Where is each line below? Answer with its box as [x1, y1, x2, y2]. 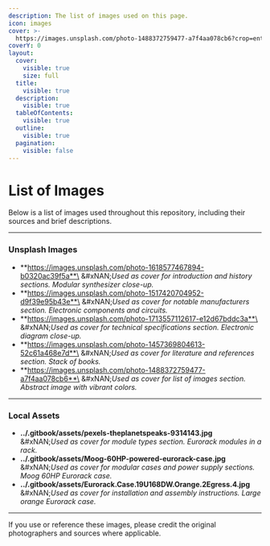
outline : [15, 124, 45, 132]
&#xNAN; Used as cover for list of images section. [81, 374, 247, 383]
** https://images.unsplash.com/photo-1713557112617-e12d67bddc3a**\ [19, 313, 259, 323]
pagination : [15, 139, 56, 147]
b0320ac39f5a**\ [19, 271, 80, 280]
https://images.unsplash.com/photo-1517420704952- [27, 287, 205, 298]
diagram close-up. [19, 331, 82, 341]
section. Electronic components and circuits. [19, 305, 168, 315]
